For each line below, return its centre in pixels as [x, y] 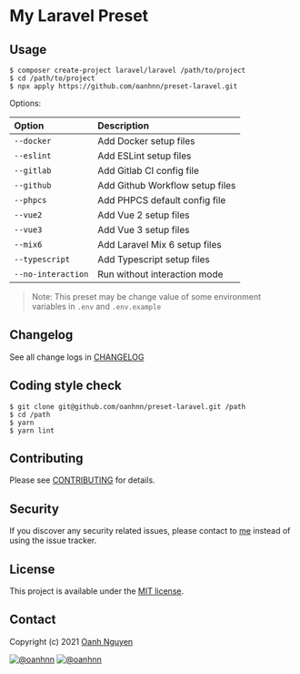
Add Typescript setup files [154, 259]
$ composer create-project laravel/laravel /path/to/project [128, 70]
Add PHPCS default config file [161, 200]
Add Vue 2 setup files [143, 215]
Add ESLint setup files [144, 156]
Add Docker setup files [146, 141]
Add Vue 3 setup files [143, 230]
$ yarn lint [32, 430]
